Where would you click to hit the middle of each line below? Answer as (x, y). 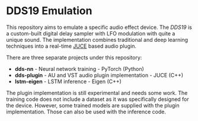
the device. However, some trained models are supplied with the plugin (93, 105)
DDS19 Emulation (49, 11)
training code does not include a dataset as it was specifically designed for (98, 99)
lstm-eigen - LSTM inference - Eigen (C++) (68, 81)
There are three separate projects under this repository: (74, 57)
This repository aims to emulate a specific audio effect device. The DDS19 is (99, 27)
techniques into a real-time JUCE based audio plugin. (71, 46)
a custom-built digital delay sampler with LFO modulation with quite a (91, 33)
